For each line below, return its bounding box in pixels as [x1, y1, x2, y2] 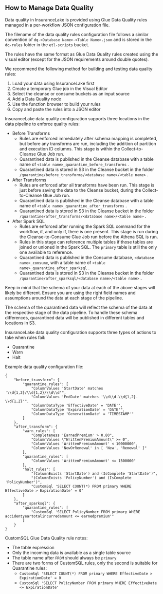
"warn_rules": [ [22, 428, 55, 433]
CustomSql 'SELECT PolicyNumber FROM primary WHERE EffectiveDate [19, 580, 157, 586]
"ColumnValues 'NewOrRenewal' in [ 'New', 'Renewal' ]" [31, 445, 147, 450]
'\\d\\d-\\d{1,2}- [100, 394, 138, 399]
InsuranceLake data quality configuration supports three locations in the [5, 115, 150, 121]
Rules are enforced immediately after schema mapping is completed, [19, 135, 158, 141]
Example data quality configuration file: [5, 364, 84, 370]
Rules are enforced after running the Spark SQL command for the [19, 223, 150, 229]
